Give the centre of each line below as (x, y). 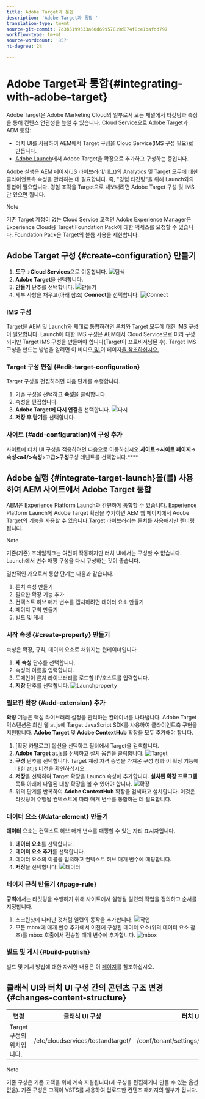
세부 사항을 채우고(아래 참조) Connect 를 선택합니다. (77, 294)
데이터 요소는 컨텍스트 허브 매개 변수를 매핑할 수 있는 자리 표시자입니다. (91, 831)
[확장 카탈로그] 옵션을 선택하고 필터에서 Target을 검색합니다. (87, 745)
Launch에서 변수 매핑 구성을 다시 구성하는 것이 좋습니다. (73, 561)
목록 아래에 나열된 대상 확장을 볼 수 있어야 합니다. (74, 784)
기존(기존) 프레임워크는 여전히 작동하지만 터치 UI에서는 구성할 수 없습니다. (94, 553)
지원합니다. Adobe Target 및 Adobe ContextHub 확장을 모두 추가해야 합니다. (100, 732)
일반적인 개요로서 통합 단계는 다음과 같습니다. (60, 574)
